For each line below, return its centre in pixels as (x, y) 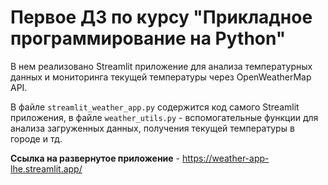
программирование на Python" (148, 38)
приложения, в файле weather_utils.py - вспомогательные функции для (164, 117)
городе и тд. (36, 138)
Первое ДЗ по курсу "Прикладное (161, 17)
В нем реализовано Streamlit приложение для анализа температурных (161, 66)
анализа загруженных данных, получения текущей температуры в (152, 128)
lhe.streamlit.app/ (46, 168)
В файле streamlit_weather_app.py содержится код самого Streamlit (155, 107)
